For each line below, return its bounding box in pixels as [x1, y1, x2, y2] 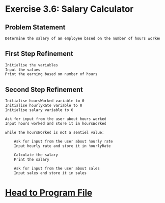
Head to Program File [5, 187, 92, 198]
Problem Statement [5, 23, 66, 31]
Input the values [5, 67, 41, 72]
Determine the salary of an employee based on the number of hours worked [5, 36, 162, 41]
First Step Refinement [5, 50, 74, 58]
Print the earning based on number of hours [5, 72, 98, 77]
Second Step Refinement [5, 85, 83, 94]
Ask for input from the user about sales [14, 166, 100, 171]
